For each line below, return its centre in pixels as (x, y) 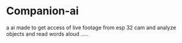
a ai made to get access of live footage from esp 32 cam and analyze (91, 27)
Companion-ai (43, 11)
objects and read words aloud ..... (47, 33)
